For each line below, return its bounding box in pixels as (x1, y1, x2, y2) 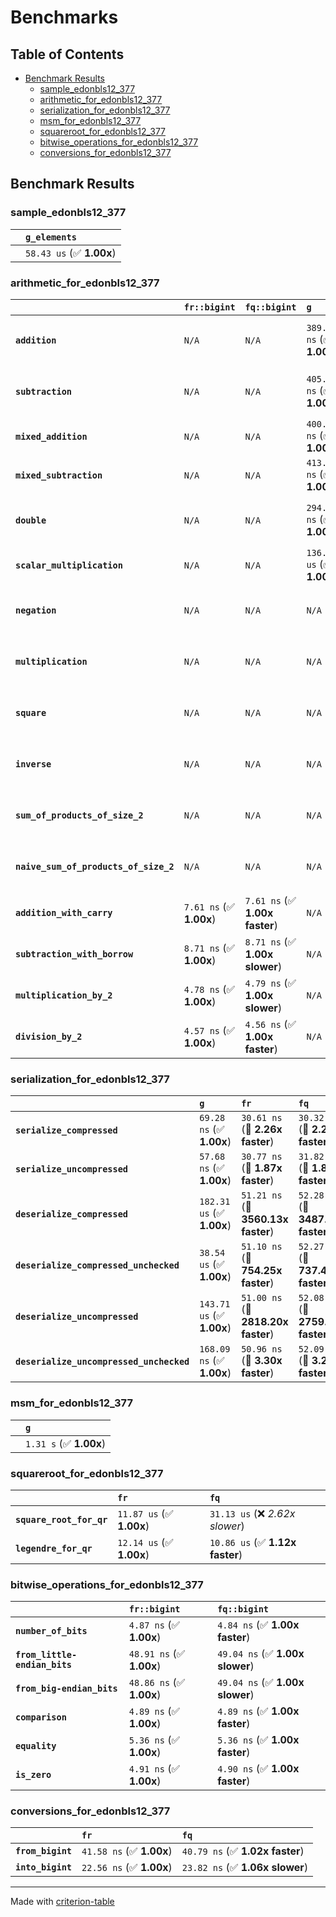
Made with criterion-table (10, 1896, 115, 1908)
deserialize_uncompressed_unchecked (15, 1356, 190, 1368)
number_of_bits (15, 1626, 88, 1637)
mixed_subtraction (15, 469, 103, 481)
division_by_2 (15, 1031, 83, 1042)
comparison (15, 1712, 67, 1723)
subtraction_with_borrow (15, 948, 134, 960)
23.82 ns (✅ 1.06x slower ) (181, 1861, 309, 1875)
